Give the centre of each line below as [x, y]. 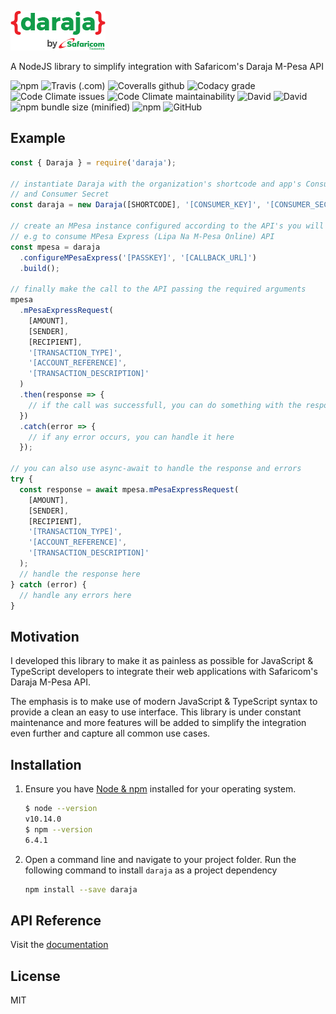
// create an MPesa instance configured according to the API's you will [167, 226]
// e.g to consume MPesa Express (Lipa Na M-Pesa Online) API [142, 236]
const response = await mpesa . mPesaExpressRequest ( [129, 489]
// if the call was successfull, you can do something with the [165, 405]
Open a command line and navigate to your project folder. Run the [160, 859]
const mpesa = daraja [55, 247]
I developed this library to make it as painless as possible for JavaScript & [162, 661]
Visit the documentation [59, 945]
